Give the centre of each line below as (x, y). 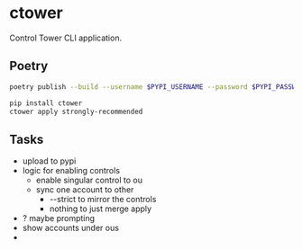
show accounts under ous (71, 228)
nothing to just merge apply (100, 209)
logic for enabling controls (71, 171)
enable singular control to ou (89, 180)
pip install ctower (46, 103)
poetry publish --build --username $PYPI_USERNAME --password (129, 87)
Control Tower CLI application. (66, 38)
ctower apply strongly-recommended (76, 111)
